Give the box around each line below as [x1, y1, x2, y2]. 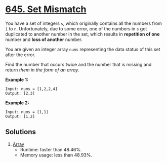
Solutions [5, 128, 36, 136]
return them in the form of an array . [5, 67, 80, 73]
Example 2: [5, 100, 29, 106]
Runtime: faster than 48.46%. [20, 146, 82, 152]
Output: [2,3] [5, 91, 35, 96]
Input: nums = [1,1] [5, 109, 49, 114]
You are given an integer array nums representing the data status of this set [5, 46, 160, 52]
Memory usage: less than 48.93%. [20, 152, 93, 158]
